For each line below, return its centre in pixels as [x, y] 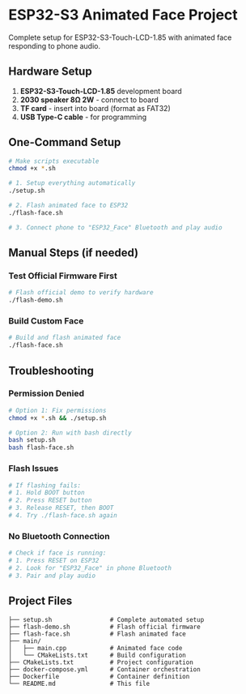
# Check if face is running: [57, 553]
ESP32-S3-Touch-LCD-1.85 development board [101, 91]
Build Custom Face [46, 321]
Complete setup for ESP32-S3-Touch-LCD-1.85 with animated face [120, 37]
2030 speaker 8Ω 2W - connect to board [89, 100]
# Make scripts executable [54, 161]
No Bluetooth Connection [59, 536]
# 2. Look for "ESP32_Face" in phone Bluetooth [90, 568]
